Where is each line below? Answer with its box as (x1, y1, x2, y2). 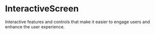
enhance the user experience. (5, 24, 65, 29)
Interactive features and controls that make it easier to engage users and (5, 19, 150, 25)
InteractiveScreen (5, 3, 79, 14)
